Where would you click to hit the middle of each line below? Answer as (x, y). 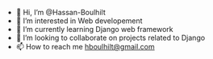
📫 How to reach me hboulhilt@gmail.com (85, 47)
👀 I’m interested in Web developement (79, 21)
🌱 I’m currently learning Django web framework (94, 29)
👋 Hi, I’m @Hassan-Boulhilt (61, 12)
